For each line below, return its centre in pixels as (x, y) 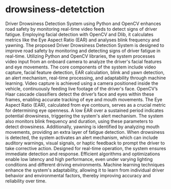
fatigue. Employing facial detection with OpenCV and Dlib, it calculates (79, 34)
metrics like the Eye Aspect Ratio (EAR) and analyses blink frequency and (82, 40)
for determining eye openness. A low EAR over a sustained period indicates (84, 110)
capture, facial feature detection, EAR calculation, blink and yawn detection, (85, 72)
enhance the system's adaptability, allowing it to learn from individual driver (85, 170)
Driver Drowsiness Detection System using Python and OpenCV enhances (83, 23)
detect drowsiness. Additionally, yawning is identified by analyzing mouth (82, 127)
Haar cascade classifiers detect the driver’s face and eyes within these (80, 94)
